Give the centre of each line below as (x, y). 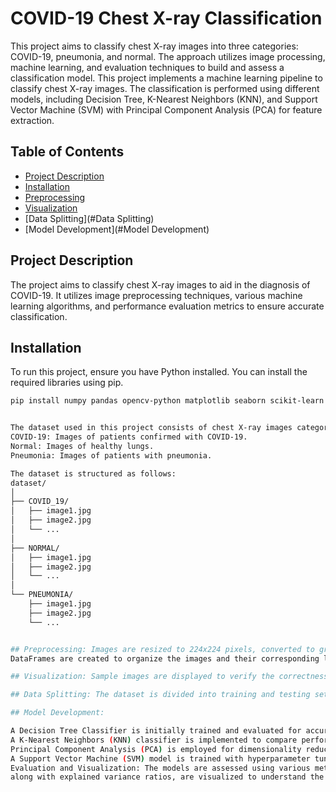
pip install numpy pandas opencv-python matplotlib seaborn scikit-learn (167, 401)
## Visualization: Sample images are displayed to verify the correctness (169, 677)
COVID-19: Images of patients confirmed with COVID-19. (129, 437)
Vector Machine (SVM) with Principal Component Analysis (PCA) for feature (166, 109)
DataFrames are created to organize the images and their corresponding (165, 658)
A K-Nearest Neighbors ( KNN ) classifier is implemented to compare (154, 740)
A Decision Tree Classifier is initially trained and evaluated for (156, 731)
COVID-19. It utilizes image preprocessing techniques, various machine (156, 295)
